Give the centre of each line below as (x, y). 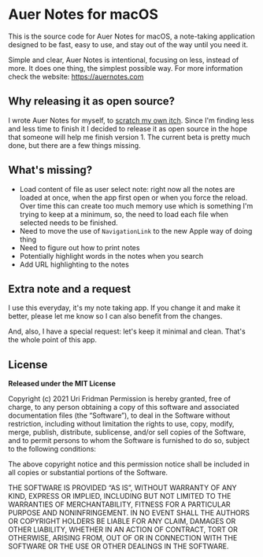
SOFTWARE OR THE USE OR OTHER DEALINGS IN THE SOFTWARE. (119, 546)
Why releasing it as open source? (92, 101)
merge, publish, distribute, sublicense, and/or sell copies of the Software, (127, 432)
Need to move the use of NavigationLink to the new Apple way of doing (136, 231)
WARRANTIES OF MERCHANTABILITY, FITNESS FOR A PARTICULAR (119, 504)
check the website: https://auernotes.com (76, 76)
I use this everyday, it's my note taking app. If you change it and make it (124, 308)
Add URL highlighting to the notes (74, 264)
